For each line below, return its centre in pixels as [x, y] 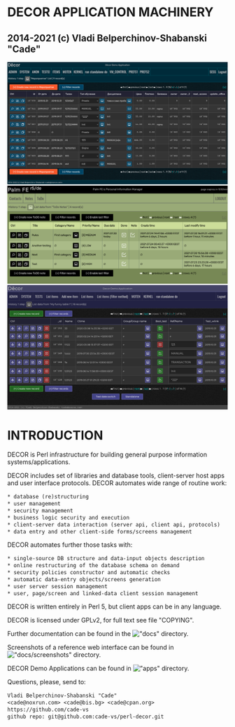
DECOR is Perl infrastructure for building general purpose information [107, 455]
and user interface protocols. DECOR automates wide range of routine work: [117, 483]
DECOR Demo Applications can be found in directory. [98, 668]
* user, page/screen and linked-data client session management [103, 594]
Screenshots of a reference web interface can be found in [91, 647]
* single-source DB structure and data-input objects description [106, 559]
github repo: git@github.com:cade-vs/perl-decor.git [86, 717]
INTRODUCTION [55, 435]
